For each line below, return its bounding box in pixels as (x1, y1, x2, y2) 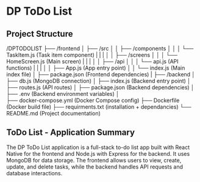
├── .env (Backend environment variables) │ (6, 90, 120, 97)
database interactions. (6, 169, 63, 177)
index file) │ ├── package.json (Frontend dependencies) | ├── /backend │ (6, 71, 196, 78)
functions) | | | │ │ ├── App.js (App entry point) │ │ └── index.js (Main (6, 64, 185, 71)
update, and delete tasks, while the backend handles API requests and (6, 163, 183, 170)
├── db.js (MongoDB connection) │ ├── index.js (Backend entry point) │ (6, 78, 191, 84)
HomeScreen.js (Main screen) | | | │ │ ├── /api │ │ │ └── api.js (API (6, 58, 179, 65)
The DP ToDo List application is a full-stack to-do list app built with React (6, 144, 190, 151)
